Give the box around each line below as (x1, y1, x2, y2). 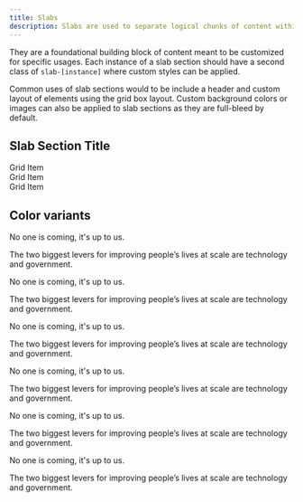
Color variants (9, 207, 91, 223)
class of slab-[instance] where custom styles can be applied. (9, 65, 241, 77)
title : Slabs (9, 13, 59, 23)
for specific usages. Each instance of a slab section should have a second (9, 56, 285, 67)
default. (9, 112, 39, 123)
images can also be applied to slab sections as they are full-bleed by (9, 102, 264, 113)
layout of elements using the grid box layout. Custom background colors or (9, 92, 288, 104)
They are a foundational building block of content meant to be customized (9, 46, 284, 57)
